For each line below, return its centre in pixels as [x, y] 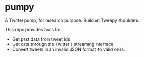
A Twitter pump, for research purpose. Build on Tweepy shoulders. [72, 20]
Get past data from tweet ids [41, 39]
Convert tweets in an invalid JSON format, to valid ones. [69, 49]
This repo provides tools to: [33, 29]
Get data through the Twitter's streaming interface [63, 44]
